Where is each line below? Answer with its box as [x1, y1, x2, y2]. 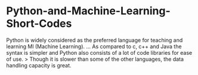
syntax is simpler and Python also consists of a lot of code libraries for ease [6, 49, 193, 56]
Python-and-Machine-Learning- [6, 4, 171, 18]
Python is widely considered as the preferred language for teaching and [6, 36, 183, 43]
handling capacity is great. [6, 61, 72, 69]
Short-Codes [6, 17, 72, 30]
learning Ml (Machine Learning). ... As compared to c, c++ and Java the [6, 43, 182, 50]
